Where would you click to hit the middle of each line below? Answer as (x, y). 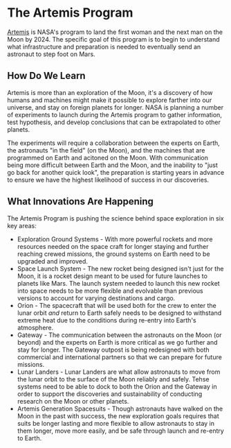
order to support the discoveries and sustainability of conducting (110, 394)
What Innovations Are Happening (81, 201)
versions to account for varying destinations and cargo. (96, 298)
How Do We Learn (46, 76)
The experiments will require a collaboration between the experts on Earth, (113, 143)
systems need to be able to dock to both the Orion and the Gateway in (117, 386)
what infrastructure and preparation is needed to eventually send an (104, 46)
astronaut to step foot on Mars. (51, 54)
